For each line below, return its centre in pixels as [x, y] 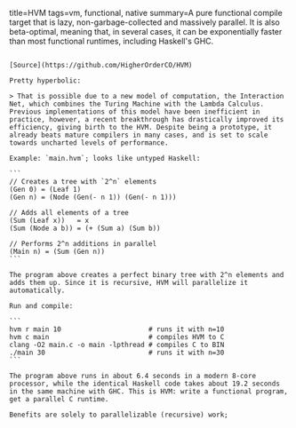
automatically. [37, 290]
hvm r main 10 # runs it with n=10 [117, 329]
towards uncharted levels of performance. [89, 143]
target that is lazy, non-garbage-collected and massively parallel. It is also [144, 22]
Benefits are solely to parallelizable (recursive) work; [119, 415]
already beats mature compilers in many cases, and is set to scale [139, 135]
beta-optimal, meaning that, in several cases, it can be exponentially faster [146, 32]
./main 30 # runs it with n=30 [117, 353]
